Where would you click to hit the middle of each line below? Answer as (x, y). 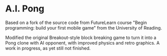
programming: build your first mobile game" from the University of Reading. (84, 27)
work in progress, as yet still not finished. (48, 48)
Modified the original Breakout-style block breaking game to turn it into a (81, 37)
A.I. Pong (25, 9)
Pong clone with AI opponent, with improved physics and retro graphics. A (82, 42)
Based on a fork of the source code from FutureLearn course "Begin (76, 22)
